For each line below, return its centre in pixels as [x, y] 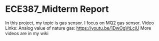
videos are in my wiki [27, 33]
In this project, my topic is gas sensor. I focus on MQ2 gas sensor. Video [79, 23]
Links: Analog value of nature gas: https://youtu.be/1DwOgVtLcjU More [78, 28]
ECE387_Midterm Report [57, 9]
